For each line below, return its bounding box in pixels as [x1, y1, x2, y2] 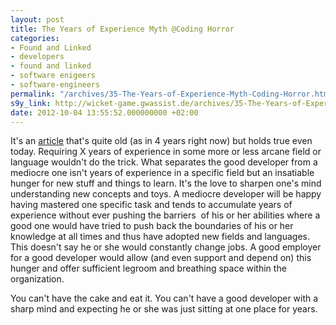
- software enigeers [10, 71, 97, 81]
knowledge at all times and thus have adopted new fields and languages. [10, 231, 310, 243]
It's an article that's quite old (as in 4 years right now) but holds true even [10, 135, 313, 147]
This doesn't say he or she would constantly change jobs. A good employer [10, 241, 322, 253]
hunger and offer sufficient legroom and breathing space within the [10, 262, 287, 275]
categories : [10, 33, 60, 43]
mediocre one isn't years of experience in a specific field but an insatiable [10, 167, 315, 179]
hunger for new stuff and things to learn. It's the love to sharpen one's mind [10, 177, 322, 190]
